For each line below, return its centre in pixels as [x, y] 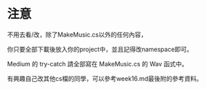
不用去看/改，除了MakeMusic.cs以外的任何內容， [77, 34]
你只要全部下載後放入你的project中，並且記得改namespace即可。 [100, 49]
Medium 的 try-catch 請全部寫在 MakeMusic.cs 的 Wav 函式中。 [97, 63]
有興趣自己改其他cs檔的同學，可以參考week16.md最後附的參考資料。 [105, 78]
